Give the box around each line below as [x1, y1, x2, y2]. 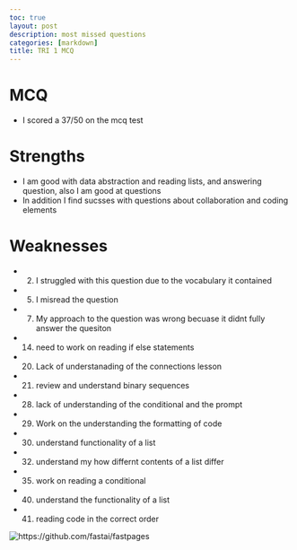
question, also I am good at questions [22, 186, 162, 196]
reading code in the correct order [35, 513, 160, 524]
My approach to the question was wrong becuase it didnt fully [35, 313, 266, 324]
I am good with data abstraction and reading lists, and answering [22, 176, 262, 187]
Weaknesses [9, 236, 108, 257]
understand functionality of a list [35, 437, 156, 448]
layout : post [9, 22, 58, 31]
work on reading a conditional [35, 475, 146, 485]
